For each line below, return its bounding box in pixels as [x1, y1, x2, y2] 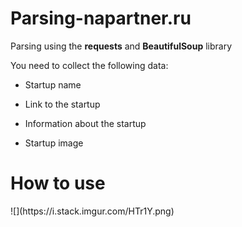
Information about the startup [24, 117, 147, 129]
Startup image [24, 137, 84, 149]
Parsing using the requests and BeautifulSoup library [10, 40, 233, 52]
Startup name [24, 78, 82, 91]
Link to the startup [24, 98, 101, 110]
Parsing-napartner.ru [10, 7, 192, 30]
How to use [10, 172, 106, 195]
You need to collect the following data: [10, 59, 169, 71]
